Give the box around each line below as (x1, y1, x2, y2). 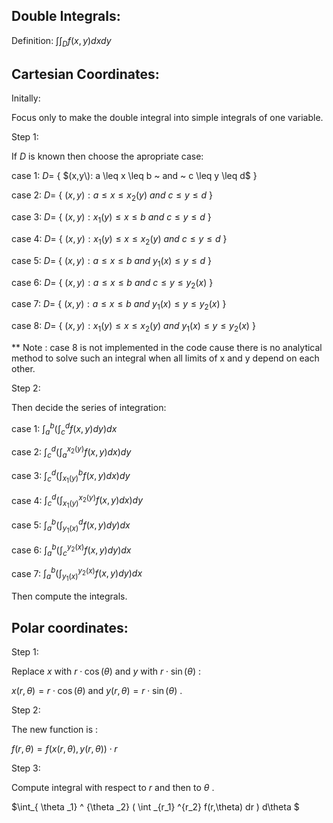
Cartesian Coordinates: (11, 66, 160, 83)
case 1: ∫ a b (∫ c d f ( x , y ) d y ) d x (11, 421, 118, 437)
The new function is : (11, 724, 99, 736)
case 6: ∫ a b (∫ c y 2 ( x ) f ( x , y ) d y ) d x (11, 542, 132, 558)
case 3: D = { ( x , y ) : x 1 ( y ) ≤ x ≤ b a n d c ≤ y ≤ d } (11, 211, 212, 226)
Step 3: (11, 762, 41, 774)
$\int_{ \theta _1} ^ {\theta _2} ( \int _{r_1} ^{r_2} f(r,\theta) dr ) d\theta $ (11, 801, 300, 813)
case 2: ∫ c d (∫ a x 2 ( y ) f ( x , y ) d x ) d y (11, 444, 132, 460)
